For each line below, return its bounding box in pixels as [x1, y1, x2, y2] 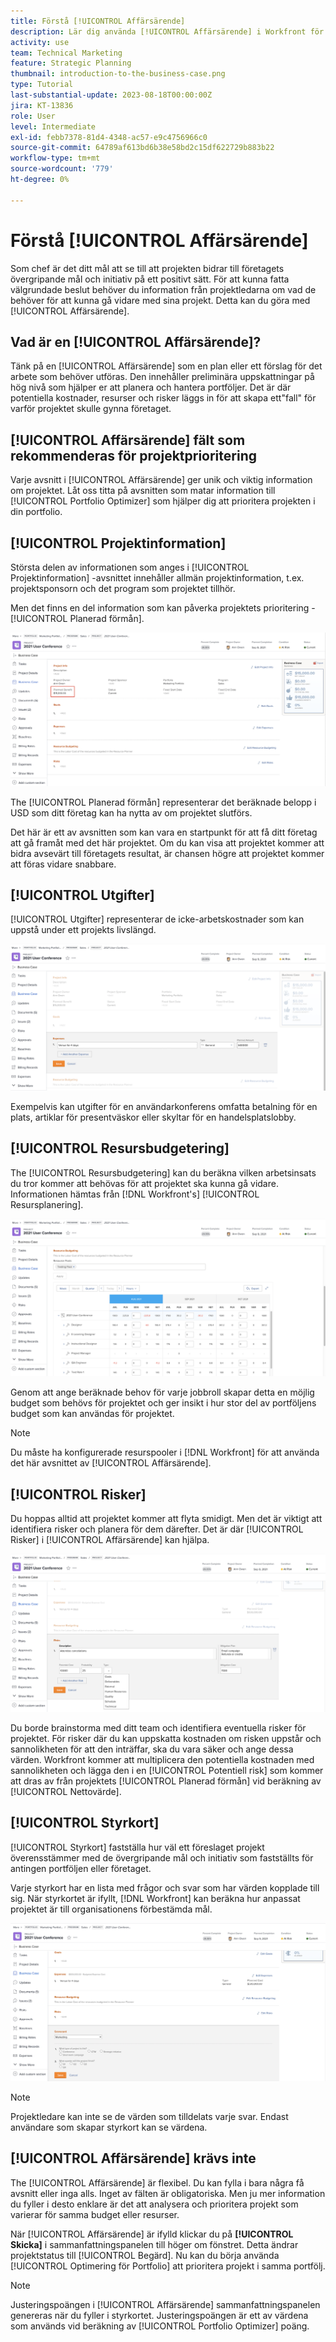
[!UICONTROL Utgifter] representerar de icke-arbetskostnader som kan [10, 913, 305, 925]
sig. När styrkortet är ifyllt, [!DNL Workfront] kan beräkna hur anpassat [10, 1892, 301, 1904]
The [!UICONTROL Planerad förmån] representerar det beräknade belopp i [10, 796, 317, 808]
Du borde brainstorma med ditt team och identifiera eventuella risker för [10, 1721, 307, 1734]
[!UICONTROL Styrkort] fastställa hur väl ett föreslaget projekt [10, 1841, 265, 1853]
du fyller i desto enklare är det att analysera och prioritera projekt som [10, 2198, 299, 2210]
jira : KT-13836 [10, 100, 74, 110]
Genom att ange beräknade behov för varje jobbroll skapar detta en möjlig [10, 1386, 315, 1399]
